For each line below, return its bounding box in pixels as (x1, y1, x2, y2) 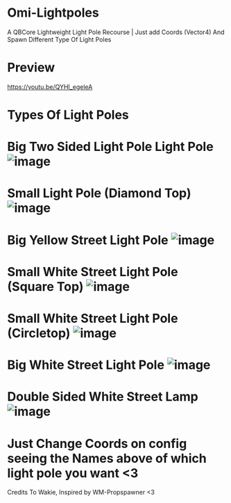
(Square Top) (7, 278, 84, 294)
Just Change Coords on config (7, 436, 187, 452)
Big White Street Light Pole (7, 357, 165, 373)
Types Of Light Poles (7, 107, 130, 123)
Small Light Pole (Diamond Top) (7, 186, 191, 201)
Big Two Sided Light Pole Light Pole (7, 139, 214, 154)
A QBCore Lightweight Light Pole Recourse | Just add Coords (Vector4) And (7, 28, 225, 36)
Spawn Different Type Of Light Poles (7, 35, 112, 43)
